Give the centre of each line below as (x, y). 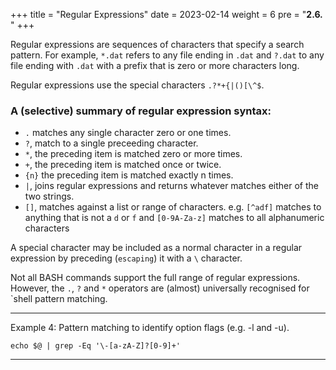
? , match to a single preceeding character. (111, 143)
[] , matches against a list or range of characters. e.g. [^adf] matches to (173, 207)
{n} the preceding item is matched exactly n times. (129, 175)
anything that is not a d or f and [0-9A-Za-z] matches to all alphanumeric (174, 218)
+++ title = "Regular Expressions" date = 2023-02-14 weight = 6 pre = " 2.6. (166, 14)
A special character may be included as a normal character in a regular (156, 248)
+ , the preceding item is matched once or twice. (123, 165)
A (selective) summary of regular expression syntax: (141, 111)
